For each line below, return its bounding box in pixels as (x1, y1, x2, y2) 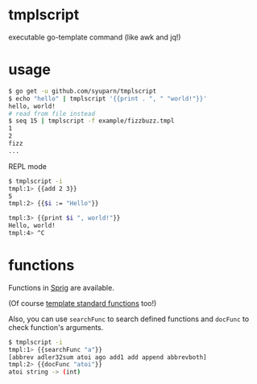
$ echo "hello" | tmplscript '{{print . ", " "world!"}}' (8, 94, 207, 102)
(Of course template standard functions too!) (8, 298, 157, 308)
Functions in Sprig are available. (8, 283, 114, 292)
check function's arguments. (8, 322, 104, 332)
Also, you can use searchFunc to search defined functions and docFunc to (8, 314, 250, 324)
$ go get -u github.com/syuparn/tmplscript (8, 87, 157, 95)
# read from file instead (8, 109, 95, 118)
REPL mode (8, 161, 47, 171)
